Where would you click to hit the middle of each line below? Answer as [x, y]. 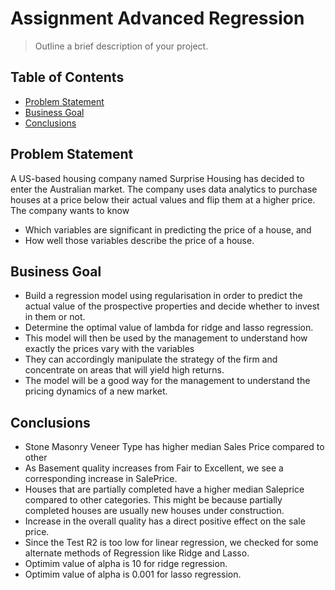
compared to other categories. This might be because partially [153, 500]
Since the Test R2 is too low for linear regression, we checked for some [171, 543]
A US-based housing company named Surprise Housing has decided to [157, 178]
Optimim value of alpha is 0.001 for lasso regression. [133, 574]
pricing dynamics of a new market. [96, 391]
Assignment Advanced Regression [157, 18]
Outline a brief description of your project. [121, 46]
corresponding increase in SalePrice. [101, 479]
